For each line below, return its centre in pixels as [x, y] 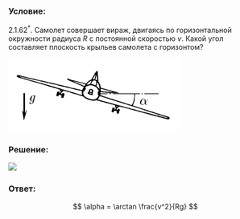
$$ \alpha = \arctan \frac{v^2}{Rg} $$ [135, 206]
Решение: [29, 149]
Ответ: [22, 189]
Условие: [27, 11]
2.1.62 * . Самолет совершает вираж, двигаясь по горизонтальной [120, 29]
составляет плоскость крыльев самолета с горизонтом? [106, 47]
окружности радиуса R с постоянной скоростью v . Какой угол [116, 39]
